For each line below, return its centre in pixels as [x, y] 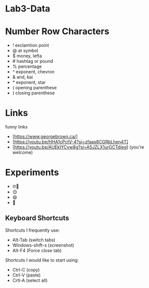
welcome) [23, 152]
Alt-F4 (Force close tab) [37, 250]
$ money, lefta [27, 56]
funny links [16, 127]
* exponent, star [29, 82]
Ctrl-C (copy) [26, 270]
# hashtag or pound [33, 61]
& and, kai [23, 77]
